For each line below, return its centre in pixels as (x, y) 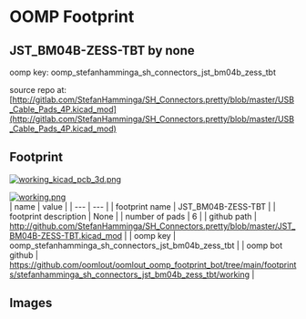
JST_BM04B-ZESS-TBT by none (102, 51)
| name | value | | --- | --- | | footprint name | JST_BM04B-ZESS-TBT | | (143, 206)
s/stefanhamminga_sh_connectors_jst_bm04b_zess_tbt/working (130, 274)
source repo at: (38, 90)
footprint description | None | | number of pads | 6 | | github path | (133, 216)
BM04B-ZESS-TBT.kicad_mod (66, 235)
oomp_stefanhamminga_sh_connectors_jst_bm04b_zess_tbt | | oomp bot (146, 245)
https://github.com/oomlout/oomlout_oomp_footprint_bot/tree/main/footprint (153, 264)
